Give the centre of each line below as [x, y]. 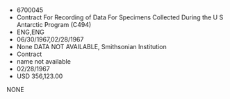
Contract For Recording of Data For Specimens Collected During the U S [120, 17]
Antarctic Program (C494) [54, 25]
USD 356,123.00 [40, 76]
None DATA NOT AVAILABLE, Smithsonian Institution [92, 47]
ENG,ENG [30, 32]
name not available [43, 61]
